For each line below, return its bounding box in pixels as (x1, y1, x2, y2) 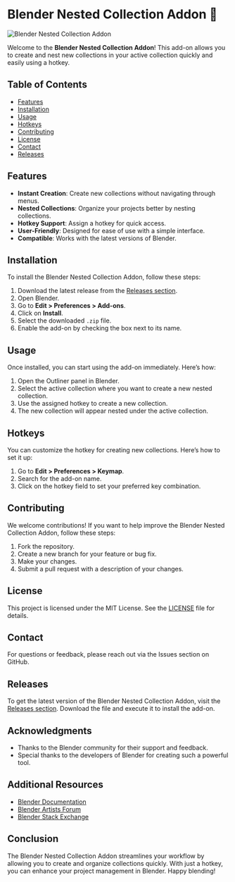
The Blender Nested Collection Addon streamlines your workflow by (7, 852, 205, 860)
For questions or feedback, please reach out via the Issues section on (7, 650, 210, 659)
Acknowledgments (7, 725, 93, 737)
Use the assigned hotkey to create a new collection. (17, 399, 168, 408)
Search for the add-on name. (17, 475, 102, 483)
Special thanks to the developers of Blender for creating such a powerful (17, 751, 229, 759)
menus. (17, 197, 40, 205)
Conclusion (7, 833, 59, 845)
